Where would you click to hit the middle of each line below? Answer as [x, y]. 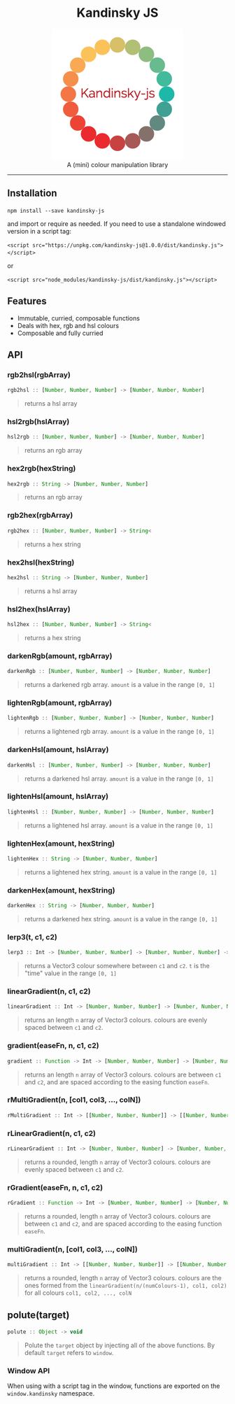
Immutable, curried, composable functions [78, 318]
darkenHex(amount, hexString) [61, 890]
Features [27, 301]
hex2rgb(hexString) [42, 469]
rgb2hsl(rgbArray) [39, 374]
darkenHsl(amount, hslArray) [58, 750]
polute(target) [38, 1315]
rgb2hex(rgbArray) [40, 516]
